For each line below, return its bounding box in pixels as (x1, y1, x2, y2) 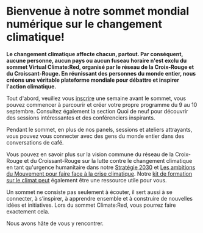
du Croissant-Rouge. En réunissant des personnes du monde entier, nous (6, 70, 196, 77)
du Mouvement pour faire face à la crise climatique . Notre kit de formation (6, 170, 193, 177)
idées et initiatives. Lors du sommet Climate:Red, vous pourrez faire (6, 201, 176, 209)
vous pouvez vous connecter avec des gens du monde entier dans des (6, 132, 185, 140)
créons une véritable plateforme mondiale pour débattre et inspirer (6, 76, 180, 84)
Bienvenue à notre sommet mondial (6, 4, 190, 18)
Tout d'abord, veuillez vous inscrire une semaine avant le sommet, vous (6, 95, 187, 102)
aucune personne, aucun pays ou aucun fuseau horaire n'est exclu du (6, 57, 187, 64)
